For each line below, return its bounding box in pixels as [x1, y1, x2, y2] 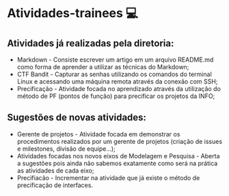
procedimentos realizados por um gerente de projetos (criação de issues [16, 137, 223, 145]
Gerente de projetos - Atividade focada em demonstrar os [16, 130, 180, 138]
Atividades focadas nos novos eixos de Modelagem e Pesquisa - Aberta [16, 151, 220, 160]
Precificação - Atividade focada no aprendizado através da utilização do [16, 85, 221, 93]
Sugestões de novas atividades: [7, 112, 147, 123]
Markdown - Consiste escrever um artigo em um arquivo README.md [16, 56, 214, 64]
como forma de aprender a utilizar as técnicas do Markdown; [16, 63, 189, 71]
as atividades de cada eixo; [16, 166, 94, 175]
